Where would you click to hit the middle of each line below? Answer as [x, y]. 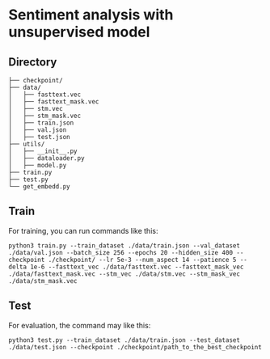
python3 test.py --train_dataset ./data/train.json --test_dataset [124, 340]
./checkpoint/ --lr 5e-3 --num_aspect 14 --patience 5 [142, 260]
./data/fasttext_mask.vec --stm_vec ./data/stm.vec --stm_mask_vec [124, 274]
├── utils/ [27, 144]
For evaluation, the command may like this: [80, 325]
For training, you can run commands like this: [83, 230]
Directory [33, 62]
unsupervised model [79, 32]
